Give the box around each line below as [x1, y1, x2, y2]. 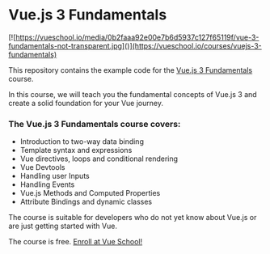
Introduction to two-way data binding [19, 137, 144, 146]
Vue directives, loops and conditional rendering [19, 154, 179, 163]
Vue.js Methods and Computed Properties [19, 188, 161, 198]
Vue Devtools [19, 163, 65, 172]
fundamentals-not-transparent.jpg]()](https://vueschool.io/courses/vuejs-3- [8, 40, 263, 50]
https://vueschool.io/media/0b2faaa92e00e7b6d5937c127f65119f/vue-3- [15, 32, 259, 42]
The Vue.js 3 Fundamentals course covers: [8, 118, 181, 129]
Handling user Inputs [19, 171, 91, 181]
